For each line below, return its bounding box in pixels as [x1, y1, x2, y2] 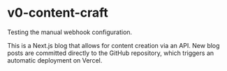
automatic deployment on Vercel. [7, 56, 103, 64]
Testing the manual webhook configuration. [7, 28, 133, 36]
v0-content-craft [7, 5, 108, 21]
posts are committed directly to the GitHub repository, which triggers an [7, 49, 214, 57]
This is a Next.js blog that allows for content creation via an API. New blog [7, 41, 220, 49]
